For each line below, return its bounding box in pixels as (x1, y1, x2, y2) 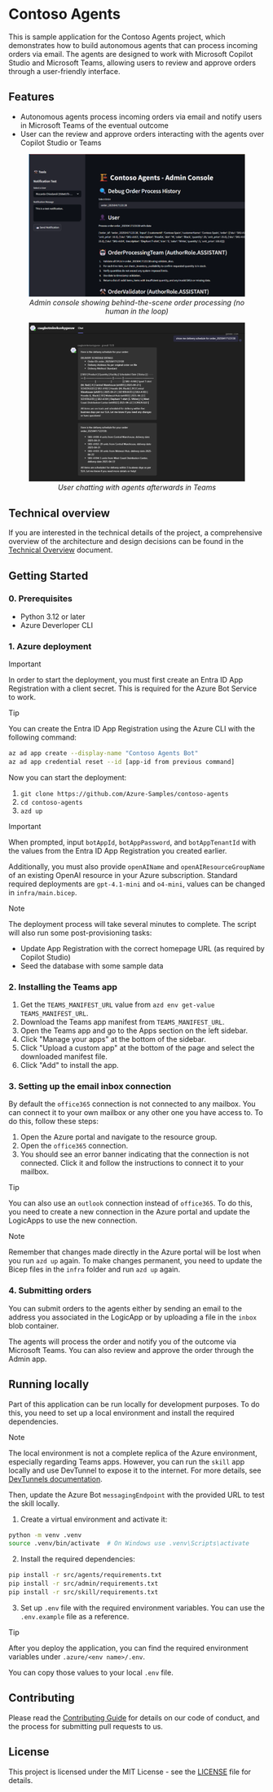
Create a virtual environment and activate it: (20, 1514, 168, 1524)
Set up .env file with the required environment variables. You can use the (20, 1602, 265, 1613)
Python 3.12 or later (20, 612, 86, 621)
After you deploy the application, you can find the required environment (8, 1643, 249, 1653)
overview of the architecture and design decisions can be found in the (8, 537, 244, 547)
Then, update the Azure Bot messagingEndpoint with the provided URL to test (8, 1490, 265, 1500)
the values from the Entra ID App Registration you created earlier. (8, 845, 227, 855)
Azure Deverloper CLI (20, 620, 94, 630)
